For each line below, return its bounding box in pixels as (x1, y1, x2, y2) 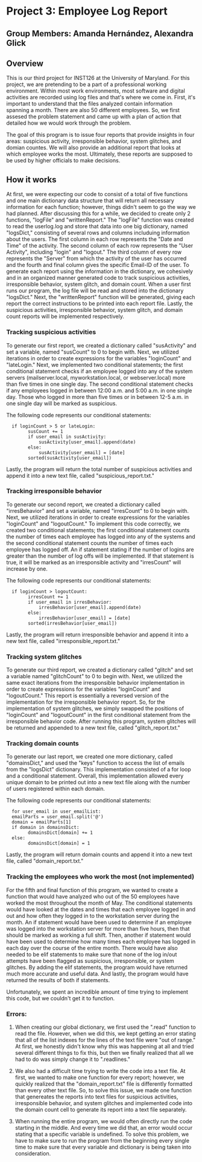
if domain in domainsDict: (11, 825, 80, 831)
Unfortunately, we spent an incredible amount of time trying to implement (6, 988, 189, 995)
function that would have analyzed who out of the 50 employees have (6, 893, 180, 900)
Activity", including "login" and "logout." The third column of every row (6, 248, 182, 256)
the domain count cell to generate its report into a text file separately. (14, 1106, 187, 1113)
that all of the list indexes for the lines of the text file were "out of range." (14, 1036, 196, 1043)
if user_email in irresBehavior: (28, 599, 112, 605)
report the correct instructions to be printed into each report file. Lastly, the (6, 300, 193, 307)
